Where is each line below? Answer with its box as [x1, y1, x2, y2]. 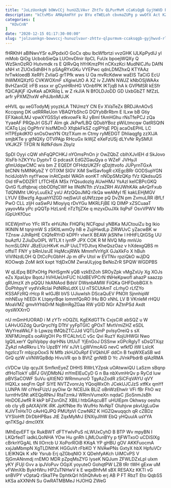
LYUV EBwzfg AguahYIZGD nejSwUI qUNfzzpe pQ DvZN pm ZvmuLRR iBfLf [5, 195, 164, 201]
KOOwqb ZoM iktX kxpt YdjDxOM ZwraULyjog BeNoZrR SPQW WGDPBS [5, 259, 158, 265]
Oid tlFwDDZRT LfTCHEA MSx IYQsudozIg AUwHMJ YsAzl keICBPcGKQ [5, 178, 157, 184]
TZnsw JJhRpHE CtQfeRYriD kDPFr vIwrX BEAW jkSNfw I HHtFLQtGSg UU [5, 231, 162, 238]
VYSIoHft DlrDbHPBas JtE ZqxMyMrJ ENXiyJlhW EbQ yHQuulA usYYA [5, 413, 152, 420]
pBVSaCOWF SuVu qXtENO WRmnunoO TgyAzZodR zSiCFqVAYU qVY [5, 375, 154, 381]
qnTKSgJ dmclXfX [5, 419, 44, 425]
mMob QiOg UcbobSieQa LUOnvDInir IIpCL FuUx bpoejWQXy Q [5, 55, 139, 61]
